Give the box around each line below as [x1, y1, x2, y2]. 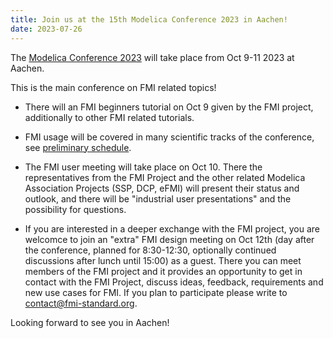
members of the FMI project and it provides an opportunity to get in [24, 265, 303, 277]
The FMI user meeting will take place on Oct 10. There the [24, 161, 263, 173]
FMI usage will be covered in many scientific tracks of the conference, [24, 131, 315, 143]
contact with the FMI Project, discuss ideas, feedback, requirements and [24, 276, 324, 288]
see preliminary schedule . [24, 141, 132, 153]
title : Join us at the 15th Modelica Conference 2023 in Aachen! [10, 14, 288, 25]
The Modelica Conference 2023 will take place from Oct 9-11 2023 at [10, 51, 295, 63]
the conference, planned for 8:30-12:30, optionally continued [24, 244, 277, 256]
